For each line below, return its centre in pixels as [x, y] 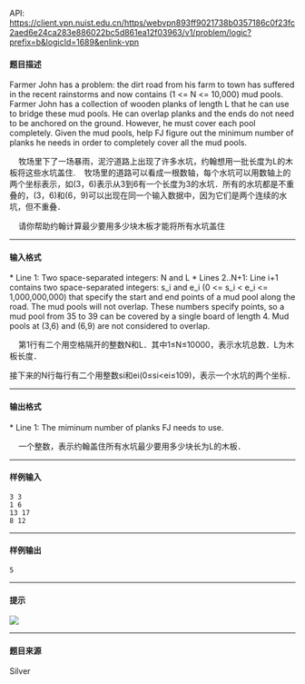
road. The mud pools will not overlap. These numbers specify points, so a [147, 307]
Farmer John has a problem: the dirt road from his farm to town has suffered [152, 84]
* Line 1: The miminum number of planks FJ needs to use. [117, 427]
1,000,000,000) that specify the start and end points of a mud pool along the [152, 297]
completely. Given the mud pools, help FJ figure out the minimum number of [152, 133]
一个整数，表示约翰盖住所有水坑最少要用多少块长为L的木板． [132, 446]
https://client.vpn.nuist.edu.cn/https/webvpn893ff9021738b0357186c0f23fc [152, 23]
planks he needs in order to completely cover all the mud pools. [128, 143]
